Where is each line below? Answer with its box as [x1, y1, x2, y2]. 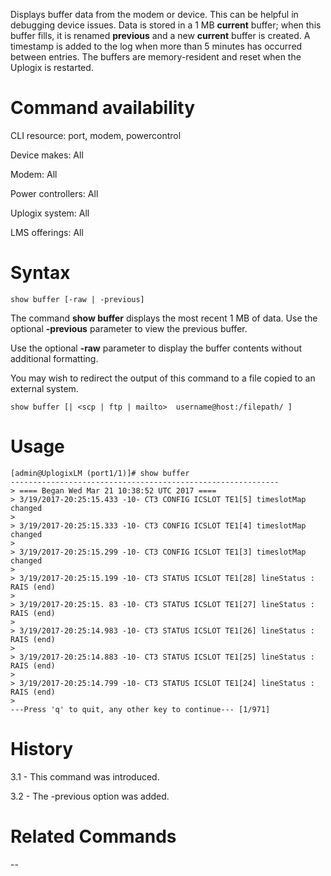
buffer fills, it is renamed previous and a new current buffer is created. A [10, 30, 311, 41]
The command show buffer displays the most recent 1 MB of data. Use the [10, 312, 318, 324]
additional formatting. [10, 352, 99, 364]
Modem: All [10, 168, 58, 180]
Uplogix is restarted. [10, 62, 94, 73]
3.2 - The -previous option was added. [10, 790, 170, 802]
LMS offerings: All [10, 226, 84, 238]
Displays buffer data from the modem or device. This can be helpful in [10, 9, 299, 20]
